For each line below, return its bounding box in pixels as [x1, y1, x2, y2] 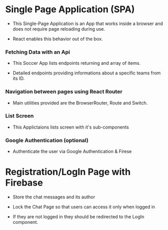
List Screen [5, 112, 34, 119]
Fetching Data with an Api [5, 48, 70, 56]
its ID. [12, 75, 25, 82]
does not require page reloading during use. [12, 25, 105, 32]
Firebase [5, 177, 43, 189]
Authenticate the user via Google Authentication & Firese [12, 148, 132, 155]
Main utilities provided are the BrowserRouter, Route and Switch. [12, 99, 148, 106]
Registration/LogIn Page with [5, 166, 131, 178]
